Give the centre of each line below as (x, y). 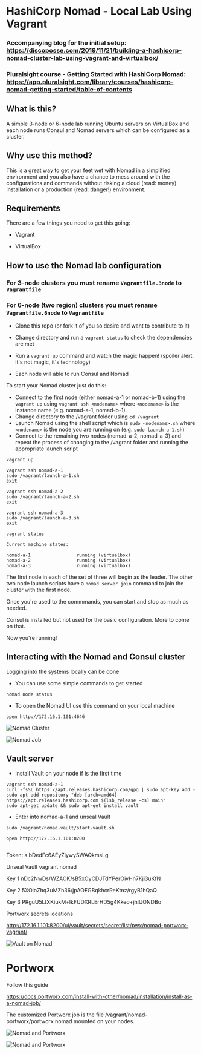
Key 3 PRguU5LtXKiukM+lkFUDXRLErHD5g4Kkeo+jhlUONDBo (84, 902)
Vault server (30, 759)
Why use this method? (49, 156)
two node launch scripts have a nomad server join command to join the (95, 584)
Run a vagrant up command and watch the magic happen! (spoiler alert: (104, 356)
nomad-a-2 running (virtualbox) (69, 561)
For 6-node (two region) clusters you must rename (82, 305)
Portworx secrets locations (40, 914)
